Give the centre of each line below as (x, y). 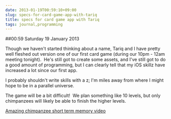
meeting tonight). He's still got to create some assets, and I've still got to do (85, 60)
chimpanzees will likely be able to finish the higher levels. (66, 101)
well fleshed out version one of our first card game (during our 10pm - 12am (85, 54)
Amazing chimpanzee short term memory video (56, 111)
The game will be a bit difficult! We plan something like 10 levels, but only (83, 96)
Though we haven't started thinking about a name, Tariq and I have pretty (83, 49)
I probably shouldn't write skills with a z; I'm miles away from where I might (84, 80)
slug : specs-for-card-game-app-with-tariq (51, 15)
